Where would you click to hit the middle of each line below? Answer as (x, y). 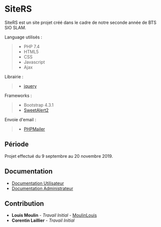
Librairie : (14, 76)
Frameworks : (18, 95)
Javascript (34, 62)
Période (17, 144)
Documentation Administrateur (42, 188)
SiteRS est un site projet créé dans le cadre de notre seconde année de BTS (80, 22)
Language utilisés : (23, 37)
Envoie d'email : (20, 119)
